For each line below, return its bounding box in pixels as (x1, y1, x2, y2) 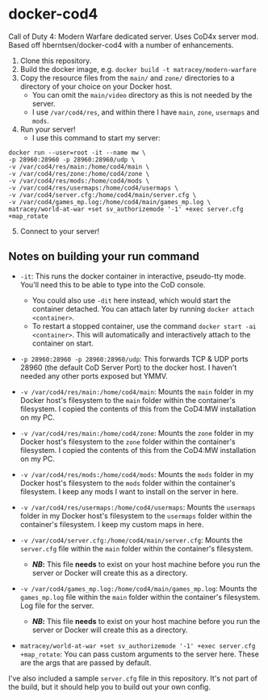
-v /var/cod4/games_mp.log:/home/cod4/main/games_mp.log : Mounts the (19, 583, 258, 593)
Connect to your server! (19, 226, 99, 236)
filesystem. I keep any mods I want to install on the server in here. (19, 486, 239, 497)
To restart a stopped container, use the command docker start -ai (31, 321, 257, 331)
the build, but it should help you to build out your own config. (8, 681, 211, 691)
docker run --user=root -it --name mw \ (8, 149, 147, 157)
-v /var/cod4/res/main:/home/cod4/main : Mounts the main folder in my (19, 387, 254, 396)
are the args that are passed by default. (19, 657, 152, 667)
